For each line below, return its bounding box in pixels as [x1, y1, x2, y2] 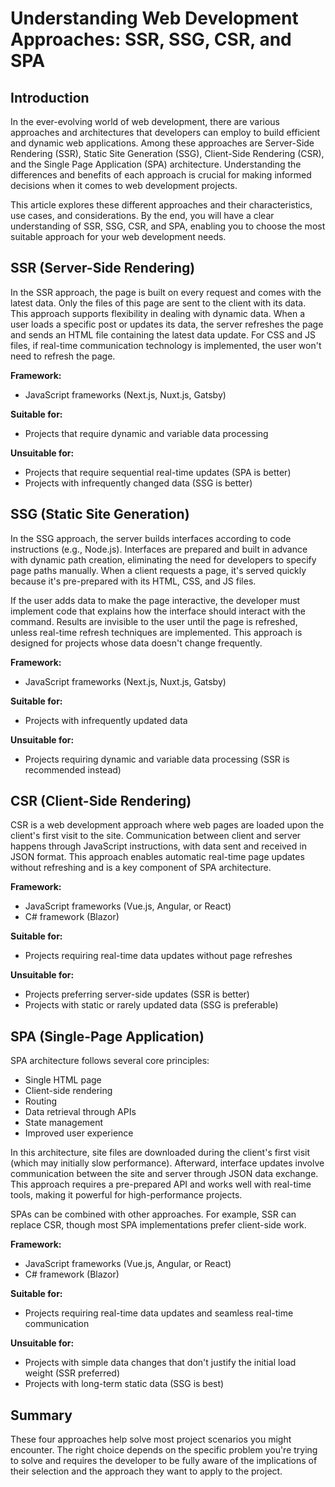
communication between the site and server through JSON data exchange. [10, 1168, 319, 1180]
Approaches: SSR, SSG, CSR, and [10, 28, 292, 51]
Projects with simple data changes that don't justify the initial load [24, 1357, 297, 1369]
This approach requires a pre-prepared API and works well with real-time [10, 1178, 312, 1191]
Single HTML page [24, 1074, 102, 1086]
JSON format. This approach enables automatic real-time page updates [10, 851, 305, 863]
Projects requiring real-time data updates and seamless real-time [24, 1307, 294, 1319]
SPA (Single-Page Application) [10, 1028, 205, 1045]
